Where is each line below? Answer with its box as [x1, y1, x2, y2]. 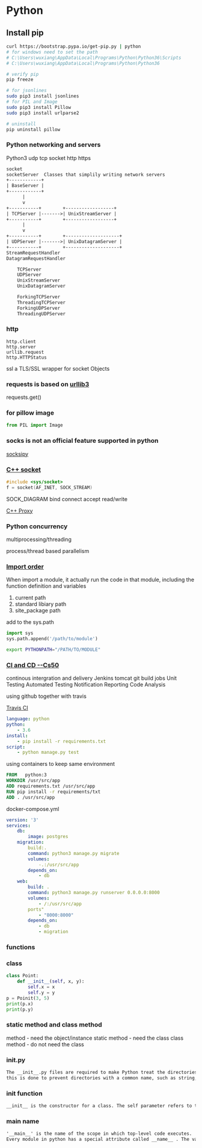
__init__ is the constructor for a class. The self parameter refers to [6, 1103, 192, 1109]
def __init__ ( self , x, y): [17, 978, 85, 984]
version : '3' [6, 816, 39, 823]
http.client [6, 338, 36, 345]
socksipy [6, 450, 29, 457]
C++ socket [6, 465, 41, 474]
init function [6, 1089, 43, 1097]
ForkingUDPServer [17, 305, 61, 311]
